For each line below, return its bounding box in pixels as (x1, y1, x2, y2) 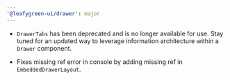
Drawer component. (16, 44, 72, 52)
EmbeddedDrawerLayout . (16, 65, 81, 73)
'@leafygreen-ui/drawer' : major (6, 10, 100, 17)
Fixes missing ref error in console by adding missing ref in (16, 57, 183, 66)
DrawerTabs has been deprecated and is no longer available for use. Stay (16, 29, 224, 38)
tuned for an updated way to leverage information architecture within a (16, 36, 220, 45)
